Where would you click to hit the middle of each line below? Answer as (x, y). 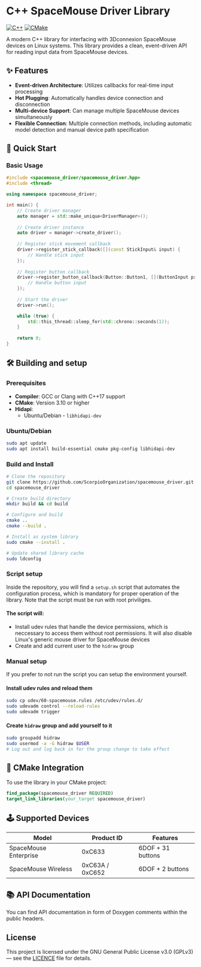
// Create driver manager (49, 211)
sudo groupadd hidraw (33, 738)
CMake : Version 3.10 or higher (52, 403)
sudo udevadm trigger (33, 712)
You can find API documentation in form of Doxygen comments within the (97, 912)
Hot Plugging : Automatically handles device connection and (89, 98)
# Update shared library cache (45, 553)
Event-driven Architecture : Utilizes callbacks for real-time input (94, 85)
